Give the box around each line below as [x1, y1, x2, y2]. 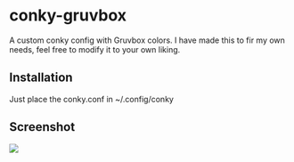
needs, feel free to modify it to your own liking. [9, 44, 181, 54]
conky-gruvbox [9, 5, 127, 26]
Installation [9, 70, 73, 85]
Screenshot [9, 119, 76, 134]
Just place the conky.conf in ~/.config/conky [9, 93, 174, 104]
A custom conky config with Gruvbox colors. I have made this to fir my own [9, 35, 285, 45]
